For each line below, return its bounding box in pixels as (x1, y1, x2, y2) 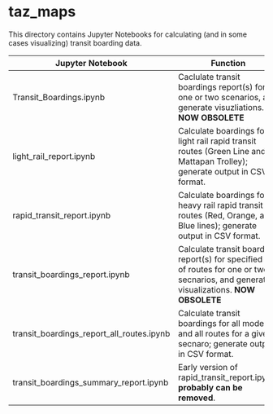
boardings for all (178, 317, 241, 328)
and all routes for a (178, 328, 249, 339)
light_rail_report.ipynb (12, 150, 96, 161)
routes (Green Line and (178, 145, 266, 156)
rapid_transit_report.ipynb (12, 209, 111, 221)
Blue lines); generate (178, 219, 258, 231)
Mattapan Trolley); (178, 156, 248, 167)
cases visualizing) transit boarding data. (8, 37, 142, 47)
